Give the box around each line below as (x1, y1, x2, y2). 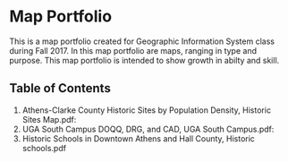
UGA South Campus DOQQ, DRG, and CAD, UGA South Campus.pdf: (21, 124, 275, 134)
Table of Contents (9, 81, 112, 96)
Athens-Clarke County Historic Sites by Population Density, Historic (21, 105, 271, 115)
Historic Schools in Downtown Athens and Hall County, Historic (21, 132, 255, 144)
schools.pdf (21, 142, 67, 153)
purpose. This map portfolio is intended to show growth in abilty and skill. (9, 55, 280, 65)
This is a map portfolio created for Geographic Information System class (9, 36, 275, 47)
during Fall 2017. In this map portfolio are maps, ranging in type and (9, 45, 258, 55)
